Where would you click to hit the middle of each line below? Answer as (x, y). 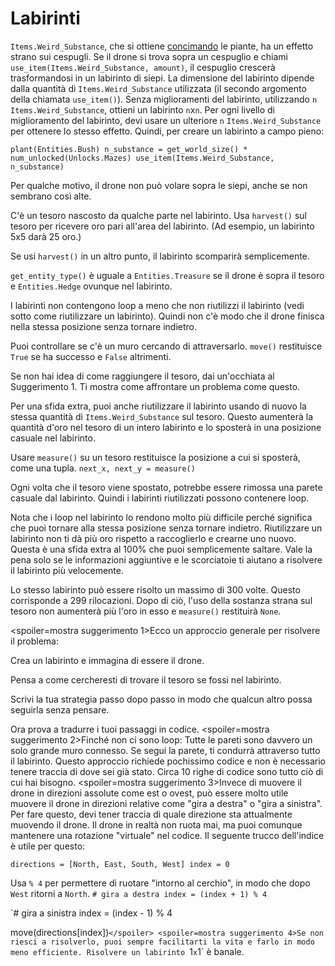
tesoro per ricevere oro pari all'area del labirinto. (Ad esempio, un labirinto (162, 226)
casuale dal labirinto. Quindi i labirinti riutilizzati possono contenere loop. (160, 498)
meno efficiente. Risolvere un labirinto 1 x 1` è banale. (127, 951)
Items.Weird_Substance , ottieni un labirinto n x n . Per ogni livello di (142, 109)
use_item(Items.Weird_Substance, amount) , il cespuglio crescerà (143, 67)
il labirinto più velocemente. (67, 570)
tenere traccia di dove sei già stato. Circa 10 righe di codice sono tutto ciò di (167, 771)
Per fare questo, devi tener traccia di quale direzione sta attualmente (151, 814)
